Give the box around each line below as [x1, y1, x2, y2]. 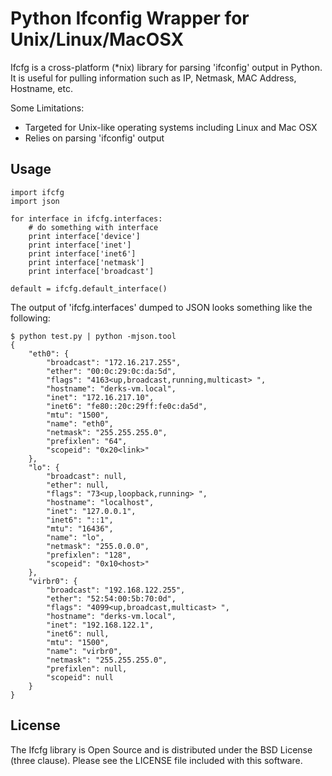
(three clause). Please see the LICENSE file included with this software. [10, 754, 303, 766]
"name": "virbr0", [46, 646, 123, 656]
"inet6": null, [46, 628, 110, 639]
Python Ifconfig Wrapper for [10, 7, 250, 30]
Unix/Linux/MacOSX [10, 28, 185, 51]
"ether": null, [46, 480, 110, 490]
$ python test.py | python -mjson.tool [10, 331, 177, 341]
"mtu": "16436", [46, 523, 114, 534]
